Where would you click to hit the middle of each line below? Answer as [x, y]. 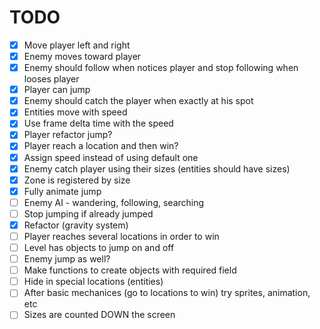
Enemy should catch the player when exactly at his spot [138, 101]
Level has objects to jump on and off [99, 247]
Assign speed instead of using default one [111, 157]
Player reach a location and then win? [101, 146]
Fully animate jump [62, 191]
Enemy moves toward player [82, 56]
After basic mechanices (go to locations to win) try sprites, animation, [167, 293]
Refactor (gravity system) [76, 225]
